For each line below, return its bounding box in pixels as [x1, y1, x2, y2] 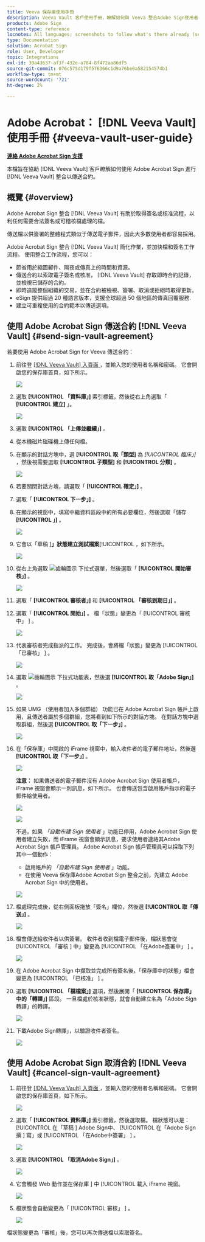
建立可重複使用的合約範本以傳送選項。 [15, 302, 112, 309]
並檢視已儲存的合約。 [15, 279, 69, 286]
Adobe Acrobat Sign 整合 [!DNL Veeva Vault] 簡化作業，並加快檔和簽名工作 [7, 243, 195, 250]
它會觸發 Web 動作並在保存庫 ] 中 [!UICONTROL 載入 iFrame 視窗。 [15, 1181, 184, 1188]
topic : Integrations [7, 54, 60, 60]
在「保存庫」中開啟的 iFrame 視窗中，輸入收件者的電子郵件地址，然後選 [15, 744, 196, 752]
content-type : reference [7, 26, 70, 32]
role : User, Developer [7, 49, 64, 55]
